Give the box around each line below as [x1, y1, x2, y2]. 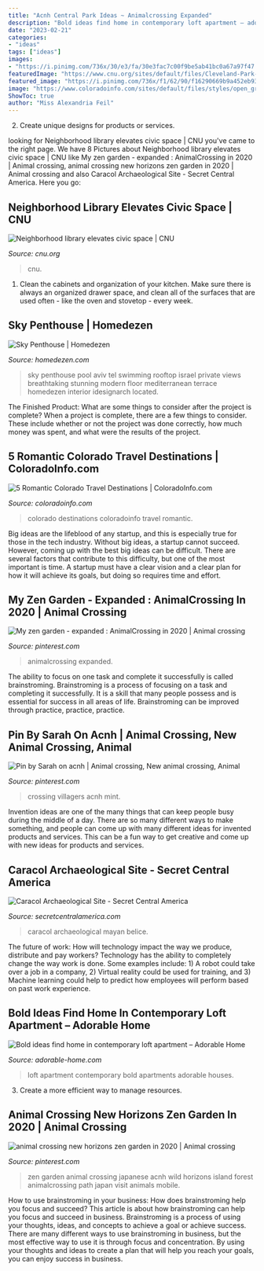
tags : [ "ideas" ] [8, 48, 61, 56]
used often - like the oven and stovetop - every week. [19, 296, 193, 305]
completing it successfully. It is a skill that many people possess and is [8, 689, 237, 698]
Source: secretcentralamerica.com [8, 912, 121, 920]
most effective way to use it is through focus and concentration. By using [8, 1237, 245, 1247]
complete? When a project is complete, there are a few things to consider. [8, 410, 247, 420]
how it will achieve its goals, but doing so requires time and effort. [8, 571, 222, 580]
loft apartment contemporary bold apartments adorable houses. [27, 1070, 234, 1079]
